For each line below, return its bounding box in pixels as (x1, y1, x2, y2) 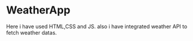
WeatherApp (6, 4, 70, 17)
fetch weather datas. (6, 29, 57, 36)
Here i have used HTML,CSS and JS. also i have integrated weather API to (6, 23, 188, 30)
